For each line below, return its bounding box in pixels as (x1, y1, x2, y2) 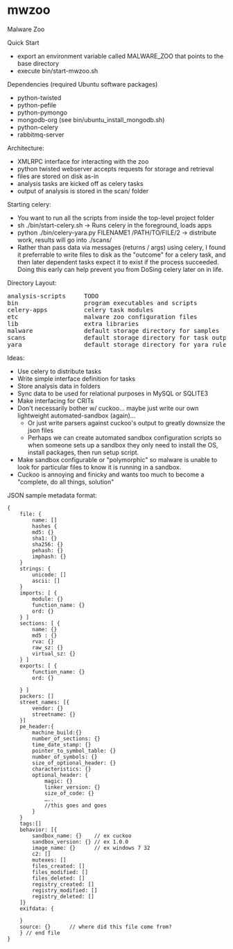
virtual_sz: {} (32, 650, 76, 657)
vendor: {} (32, 705, 64, 712)
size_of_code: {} (44, 789, 95, 796)
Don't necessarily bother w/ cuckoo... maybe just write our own (17, 404, 199, 412)
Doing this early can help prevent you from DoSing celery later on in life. (17, 265, 224, 273)
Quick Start (7, 38, 40, 46)
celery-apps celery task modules (7, 306, 154, 314)
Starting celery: (7, 200, 51, 208)
